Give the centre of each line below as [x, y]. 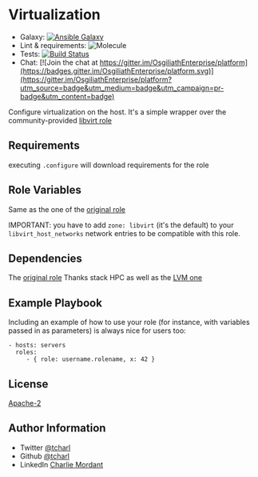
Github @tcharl [45, 456]
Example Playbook [55, 303]
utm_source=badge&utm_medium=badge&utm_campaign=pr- [122, 88]
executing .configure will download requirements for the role [109, 165]
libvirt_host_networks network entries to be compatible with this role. [125, 233]
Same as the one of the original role [67, 209]
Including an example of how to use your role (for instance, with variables [129, 323]
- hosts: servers [37, 346]
